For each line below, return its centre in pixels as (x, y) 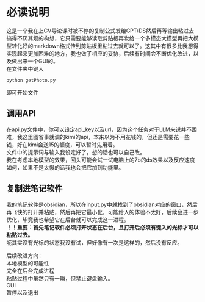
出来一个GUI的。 (38, 61)
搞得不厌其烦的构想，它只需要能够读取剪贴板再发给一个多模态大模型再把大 (100, 38)
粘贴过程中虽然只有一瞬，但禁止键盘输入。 (60, 278)
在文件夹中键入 (25, 68)
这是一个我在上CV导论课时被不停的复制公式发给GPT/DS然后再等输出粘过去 (100, 31)
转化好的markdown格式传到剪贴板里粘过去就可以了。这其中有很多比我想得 (105, 46)
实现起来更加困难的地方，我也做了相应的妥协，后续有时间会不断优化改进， (100, 53)
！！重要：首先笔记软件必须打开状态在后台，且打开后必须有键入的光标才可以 (103, 227)
